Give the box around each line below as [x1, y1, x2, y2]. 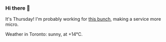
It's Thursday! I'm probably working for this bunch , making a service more [5, 16, 161, 22]
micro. [5, 21, 19, 27]
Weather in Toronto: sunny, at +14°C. [5, 31, 83, 37]
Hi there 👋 [5, 5, 31, 12]
